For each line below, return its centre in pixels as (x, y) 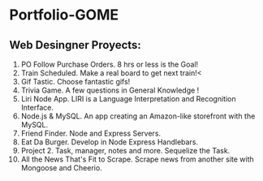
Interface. (37, 108)
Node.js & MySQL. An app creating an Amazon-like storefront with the (138, 116)
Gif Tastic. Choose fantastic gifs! (75, 82)
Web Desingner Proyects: (75, 45)
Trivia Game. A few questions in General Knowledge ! (110, 90)
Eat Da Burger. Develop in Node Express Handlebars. (109, 142)
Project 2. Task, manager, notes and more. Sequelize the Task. (125, 151)
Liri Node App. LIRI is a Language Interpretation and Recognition (128, 99)
